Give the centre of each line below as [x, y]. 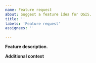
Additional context [25, 56]
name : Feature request [28, 10]
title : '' [15, 19]
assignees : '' [20, 28]
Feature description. [26, 47]
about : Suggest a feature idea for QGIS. [48, 14]
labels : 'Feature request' [33, 24]
